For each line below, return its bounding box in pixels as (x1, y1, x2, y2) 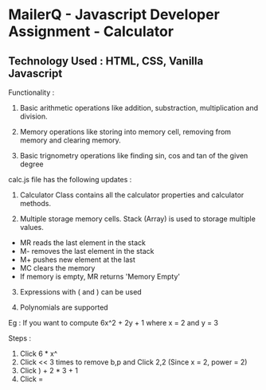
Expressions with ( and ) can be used (19, 287, 142, 296)
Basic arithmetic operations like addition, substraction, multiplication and (19, 103, 259, 112)
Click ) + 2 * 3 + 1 (19, 366, 78, 375)
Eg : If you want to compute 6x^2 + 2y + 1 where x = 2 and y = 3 (8, 318, 219, 327)
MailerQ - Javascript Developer (8, 6, 221, 24)
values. (19, 223, 44, 232)
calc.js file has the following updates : (8, 175, 132, 184)
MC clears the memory (19, 263, 96, 272)
